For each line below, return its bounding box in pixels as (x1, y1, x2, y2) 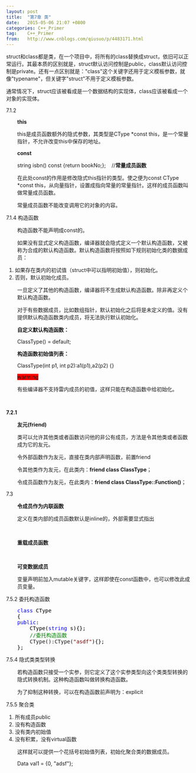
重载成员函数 (17, 539, 48, 546)
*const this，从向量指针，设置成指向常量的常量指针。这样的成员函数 (17, 182, 184, 189)
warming (17, 374, 39, 381)
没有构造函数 (14, 721, 46, 728)
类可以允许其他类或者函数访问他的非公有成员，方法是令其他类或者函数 (17, 434, 188, 440)
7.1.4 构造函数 (6, 214, 39, 221)
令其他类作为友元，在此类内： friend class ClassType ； (17, 466, 152, 473)
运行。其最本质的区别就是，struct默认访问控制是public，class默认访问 (11, 60, 182, 67)
